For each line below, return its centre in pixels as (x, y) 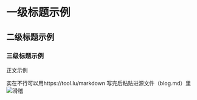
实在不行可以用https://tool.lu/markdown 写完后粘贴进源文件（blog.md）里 (99, 83)
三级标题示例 (25, 55)
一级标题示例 (39, 12)
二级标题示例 (30, 37)
